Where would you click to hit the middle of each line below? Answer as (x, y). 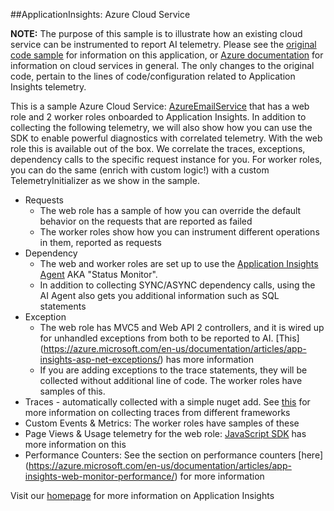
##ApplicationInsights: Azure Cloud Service (100, 14)
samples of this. (72, 391)
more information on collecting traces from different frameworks (157, 412)
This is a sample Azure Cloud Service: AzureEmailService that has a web (160, 106)
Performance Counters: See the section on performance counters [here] (174, 455)
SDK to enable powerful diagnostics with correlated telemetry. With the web (166, 138)
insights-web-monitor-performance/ (99, 476)
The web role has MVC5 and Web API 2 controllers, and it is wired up (182, 327)
